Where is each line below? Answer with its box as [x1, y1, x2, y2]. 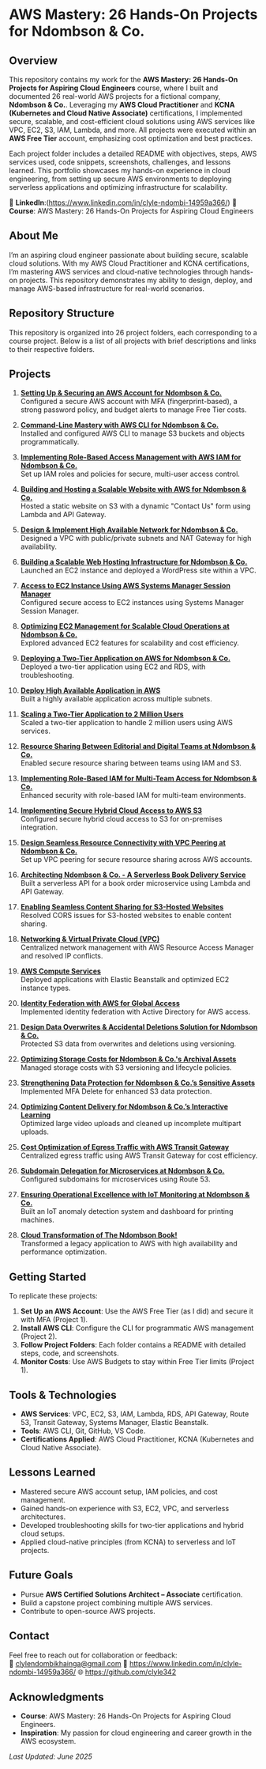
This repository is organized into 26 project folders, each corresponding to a [9, 327, 257, 337]
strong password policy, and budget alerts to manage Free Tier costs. [20, 405, 247, 414]
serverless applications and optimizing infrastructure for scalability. [9, 183, 228, 191]
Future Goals [9, 1568, 73, 1582]
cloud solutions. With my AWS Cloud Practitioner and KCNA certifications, [9, 259, 249, 268]
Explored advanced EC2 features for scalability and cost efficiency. [20, 638, 240, 648]
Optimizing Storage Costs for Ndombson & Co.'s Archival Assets [20, 1054, 237, 1064]
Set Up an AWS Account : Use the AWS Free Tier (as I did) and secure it [20, 1306, 253, 1316]
